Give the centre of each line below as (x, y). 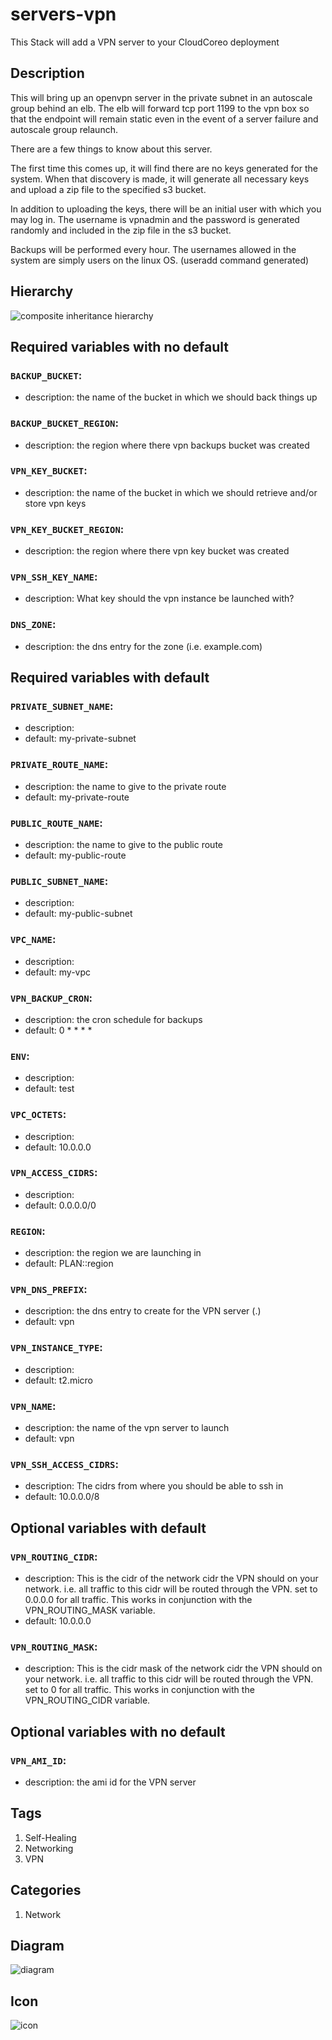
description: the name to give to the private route (125, 786)
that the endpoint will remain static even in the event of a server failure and (164, 119)
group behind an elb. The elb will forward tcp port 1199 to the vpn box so (160, 108)
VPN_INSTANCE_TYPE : (56, 1348)
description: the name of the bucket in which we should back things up (171, 397)
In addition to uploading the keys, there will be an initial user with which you (166, 209)
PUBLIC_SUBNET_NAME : (59, 881)
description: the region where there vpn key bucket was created (157, 551)
